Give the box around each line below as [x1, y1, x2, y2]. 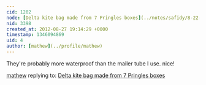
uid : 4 [6, 37, 23, 43]
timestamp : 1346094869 [6, 32, 64, 38]
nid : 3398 [6, 20, 32, 26]
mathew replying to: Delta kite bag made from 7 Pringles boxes [6, 72, 166, 79]
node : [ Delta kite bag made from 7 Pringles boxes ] [6, 15, 141, 21]
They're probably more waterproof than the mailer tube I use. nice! [6, 59, 175, 67]
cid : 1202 [6, 9, 32, 15]
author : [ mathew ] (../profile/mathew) [6, 43, 103, 50]
